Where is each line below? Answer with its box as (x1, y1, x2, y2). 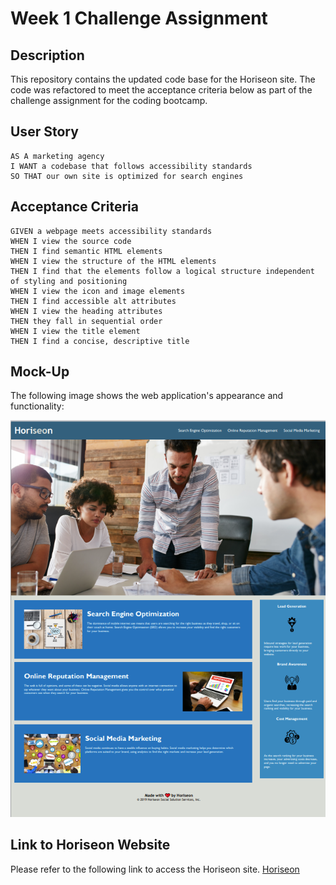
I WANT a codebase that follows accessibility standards (10, 161, 253, 171)
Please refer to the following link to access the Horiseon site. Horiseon (10, 863, 300, 875)
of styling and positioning (10, 276, 128, 286)
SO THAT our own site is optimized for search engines (10, 171, 244, 181)
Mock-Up (10, 363, 70, 381)
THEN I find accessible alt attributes (10, 296, 177, 306)
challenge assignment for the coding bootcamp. (10, 95, 208, 106)
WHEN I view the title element (10, 326, 141, 336)
